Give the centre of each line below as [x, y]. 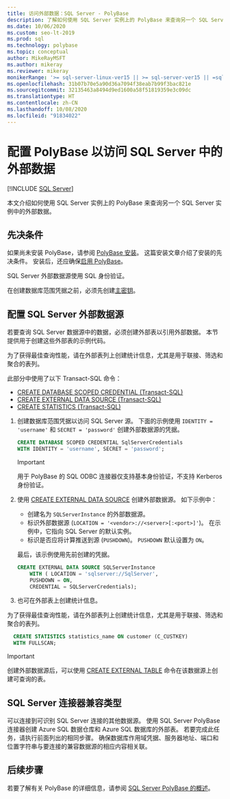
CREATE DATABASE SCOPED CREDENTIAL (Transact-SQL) [100, 392]
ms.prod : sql [26, 39]
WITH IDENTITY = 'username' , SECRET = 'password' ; [91, 449]
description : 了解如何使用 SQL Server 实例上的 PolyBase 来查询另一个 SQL [108, 20]
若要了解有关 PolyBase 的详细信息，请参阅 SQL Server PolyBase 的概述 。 [111, 788]
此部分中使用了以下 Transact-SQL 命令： [64, 379]
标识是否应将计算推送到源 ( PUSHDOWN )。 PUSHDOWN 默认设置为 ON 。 [117, 539]
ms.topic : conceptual [38, 52]
